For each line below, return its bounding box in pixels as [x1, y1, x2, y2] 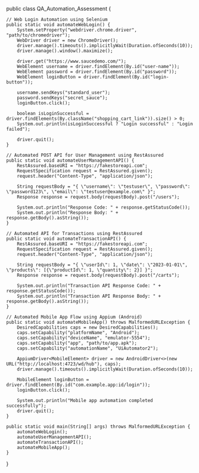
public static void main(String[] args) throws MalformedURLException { [6, 423, 191, 429]
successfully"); [6, 403, 46, 409]
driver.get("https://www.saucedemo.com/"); [17, 58, 127, 64]
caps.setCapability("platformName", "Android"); [17, 330, 140, 336]
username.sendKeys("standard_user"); [17, 89, 111, 95]
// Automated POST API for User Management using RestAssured [6, 152, 164, 158]
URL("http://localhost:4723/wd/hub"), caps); [6, 361, 121, 367]
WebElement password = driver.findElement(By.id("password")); [17, 69, 178, 75]
